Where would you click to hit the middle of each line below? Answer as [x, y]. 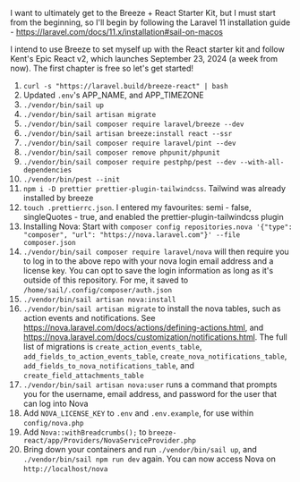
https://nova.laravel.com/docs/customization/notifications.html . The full [155, 337]
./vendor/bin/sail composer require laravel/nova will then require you [156, 251]
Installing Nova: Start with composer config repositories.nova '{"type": [158, 226]
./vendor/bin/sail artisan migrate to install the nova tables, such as [152, 309]
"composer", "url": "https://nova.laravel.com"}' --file [132, 235]
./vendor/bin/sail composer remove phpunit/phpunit [121, 153]
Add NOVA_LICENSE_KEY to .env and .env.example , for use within [138, 413]
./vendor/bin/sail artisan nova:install [99, 300]
